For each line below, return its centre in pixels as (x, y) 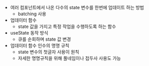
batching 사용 (32, 14)
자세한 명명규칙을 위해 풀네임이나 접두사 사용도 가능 (69, 58)
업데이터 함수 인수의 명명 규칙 (40, 45)
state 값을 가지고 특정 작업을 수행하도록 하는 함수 (67, 26)
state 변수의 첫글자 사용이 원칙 (49, 52)
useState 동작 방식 (29, 33)
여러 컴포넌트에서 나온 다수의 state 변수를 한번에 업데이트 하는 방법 (77, 7)
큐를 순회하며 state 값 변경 (44, 39)
